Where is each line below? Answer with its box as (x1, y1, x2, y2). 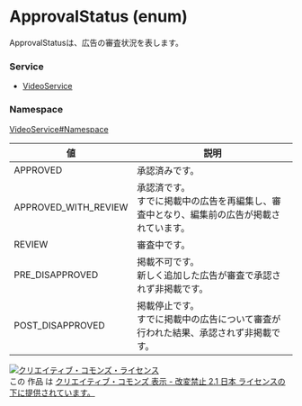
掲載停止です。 (137, 299, 200, 311)
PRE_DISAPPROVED (13, 268, 99, 281)
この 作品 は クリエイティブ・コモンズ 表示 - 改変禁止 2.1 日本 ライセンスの (9, 375, 286, 386)
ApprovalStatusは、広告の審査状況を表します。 (9, 37, 184, 48)
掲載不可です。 (137, 255, 200, 267)
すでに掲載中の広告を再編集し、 (137, 194, 272, 207)
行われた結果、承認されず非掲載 (137, 326, 272, 338)
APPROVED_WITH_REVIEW (13, 201, 129, 213)
